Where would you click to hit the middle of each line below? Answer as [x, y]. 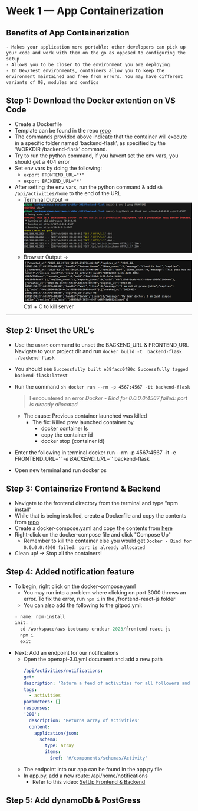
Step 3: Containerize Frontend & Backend [83, 489]
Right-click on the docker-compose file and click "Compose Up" [93, 534]
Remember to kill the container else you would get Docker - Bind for [107, 541]
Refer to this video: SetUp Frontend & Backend [89, 782]
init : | [24, 623]
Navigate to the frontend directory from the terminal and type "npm [96, 503]
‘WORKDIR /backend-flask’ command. [61, 149]
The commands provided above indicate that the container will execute [101, 137]
